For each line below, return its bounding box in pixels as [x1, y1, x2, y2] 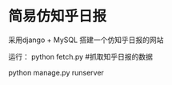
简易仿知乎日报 [8, 7, 107, 25]
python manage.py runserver [8, 68, 104, 77]
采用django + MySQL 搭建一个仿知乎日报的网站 [8, 35, 164, 44]
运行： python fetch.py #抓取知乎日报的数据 [8, 52, 154, 61]
